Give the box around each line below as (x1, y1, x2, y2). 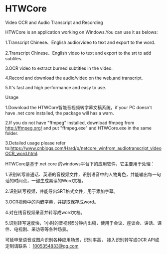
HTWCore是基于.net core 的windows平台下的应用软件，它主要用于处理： (5, 160, 156, 167)
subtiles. (5, 55, 23, 61)
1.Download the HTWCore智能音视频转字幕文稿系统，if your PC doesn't (5, 104, 152, 110)
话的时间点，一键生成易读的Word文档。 (5, 177, 86, 183)
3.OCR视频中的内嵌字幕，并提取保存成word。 (5, 199, 99, 205)
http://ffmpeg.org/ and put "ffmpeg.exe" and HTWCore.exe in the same (5, 125, 152, 131)
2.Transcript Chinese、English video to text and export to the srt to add (5, 50, 152, 56)
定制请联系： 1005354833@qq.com (5, 243, 79, 249)
